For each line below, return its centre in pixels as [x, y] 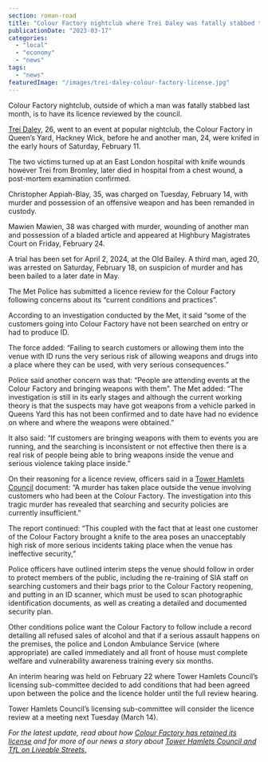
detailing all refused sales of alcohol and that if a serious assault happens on [134, 635]
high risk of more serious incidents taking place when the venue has [120, 545]
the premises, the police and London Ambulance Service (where [114, 644]
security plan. [31, 611]
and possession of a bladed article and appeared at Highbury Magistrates [129, 235]
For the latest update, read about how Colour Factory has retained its [122, 732]
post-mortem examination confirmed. [70, 178]
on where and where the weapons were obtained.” [91, 422]
